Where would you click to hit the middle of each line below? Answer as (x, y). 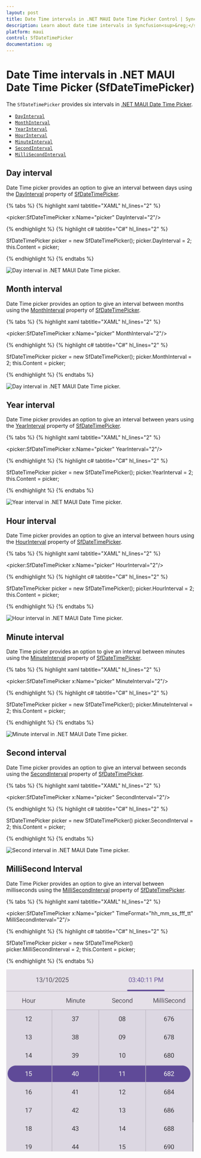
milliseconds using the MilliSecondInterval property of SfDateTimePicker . (96, 890)
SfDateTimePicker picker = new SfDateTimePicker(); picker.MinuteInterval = (100, 704)
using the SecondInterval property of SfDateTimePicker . (75, 774)
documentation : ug (29, 44)
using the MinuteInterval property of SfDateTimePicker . (74, 658)
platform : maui (25, 32)
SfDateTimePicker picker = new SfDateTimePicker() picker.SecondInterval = (100, 820)
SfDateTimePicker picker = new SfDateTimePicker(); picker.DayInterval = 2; (99, 240)
